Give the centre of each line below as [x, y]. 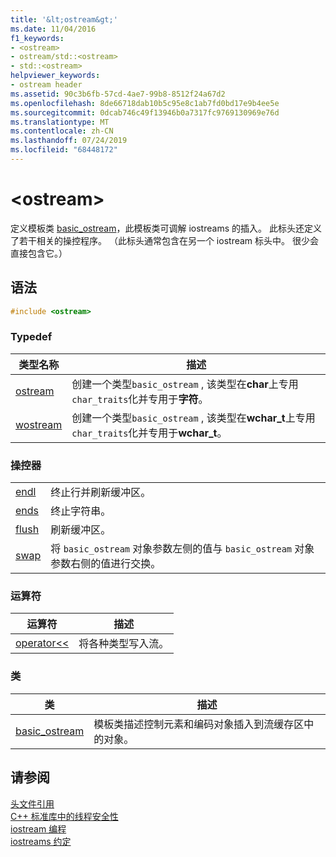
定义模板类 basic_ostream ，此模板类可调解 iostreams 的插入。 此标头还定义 [166, 228]
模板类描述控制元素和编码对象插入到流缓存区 [199, 724]
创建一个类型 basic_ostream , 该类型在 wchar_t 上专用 [193, 418]
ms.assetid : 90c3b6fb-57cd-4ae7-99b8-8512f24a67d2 [118, 94]
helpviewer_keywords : [55, 76]
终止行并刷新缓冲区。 [101, 493]
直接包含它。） [39, 253]
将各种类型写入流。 [124, 644]
